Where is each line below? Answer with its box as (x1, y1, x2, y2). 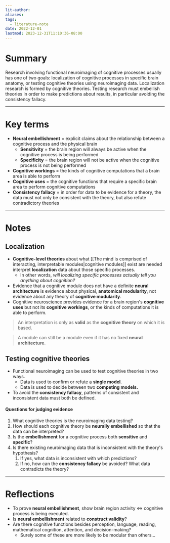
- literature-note (10, 21, 49, 27)
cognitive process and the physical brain (12, 141, 98, 147)
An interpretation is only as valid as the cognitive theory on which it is (17, 319, 165, 325)
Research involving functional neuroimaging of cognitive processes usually (5, 69, 162, 75)
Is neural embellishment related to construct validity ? (12, 516, 127, 522)
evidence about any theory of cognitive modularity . (12, 293, 121, 299)
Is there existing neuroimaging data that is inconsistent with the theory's (12, 444, 163, 450)
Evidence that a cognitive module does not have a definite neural (12, 283, 149, 289)
